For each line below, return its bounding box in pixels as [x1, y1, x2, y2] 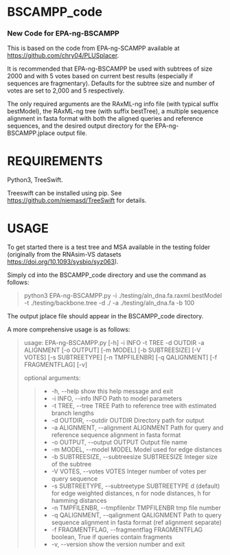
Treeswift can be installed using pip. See [7, 189, 122, 198]
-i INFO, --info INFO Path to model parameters [51, 394, 183, 403]
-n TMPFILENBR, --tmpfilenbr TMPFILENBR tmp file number [51, 504, 222, 512]
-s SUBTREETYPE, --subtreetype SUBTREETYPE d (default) [51, 482, 220, 491]
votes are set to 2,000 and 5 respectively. [7, 86, 125, 95]
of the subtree [51, 460, 92, 469]
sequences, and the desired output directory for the [7, 121, 154, 130]
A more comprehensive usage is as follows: [7, 325, 130, 333]
